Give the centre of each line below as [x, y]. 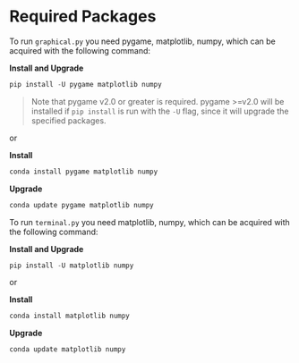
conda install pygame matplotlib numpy [84, 172]
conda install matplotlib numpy [69, 316]
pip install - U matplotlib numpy [72, 266]
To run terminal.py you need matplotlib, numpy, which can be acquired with [150, 222]
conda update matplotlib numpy [68, 350]
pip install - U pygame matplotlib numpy [86, 84]
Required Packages [83, 17]
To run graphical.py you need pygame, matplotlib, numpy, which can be [142, 41]
